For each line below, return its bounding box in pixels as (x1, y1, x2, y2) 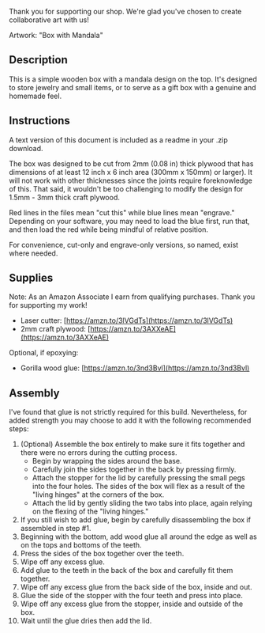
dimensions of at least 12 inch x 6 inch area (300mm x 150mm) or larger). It (9, 167, 253, 176)
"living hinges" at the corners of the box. (32, 490, 165, 499)
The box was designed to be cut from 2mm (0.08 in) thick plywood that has (9, 158, 254, 169)
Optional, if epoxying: (9, 348, 79, 358)
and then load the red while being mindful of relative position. (9, 225, 208, 234)
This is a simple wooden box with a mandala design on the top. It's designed (9, 74, 257, 84)
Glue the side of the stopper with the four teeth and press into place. (20, 591, 244, 601)
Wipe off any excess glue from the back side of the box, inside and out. (20, 582, 253, 592)
